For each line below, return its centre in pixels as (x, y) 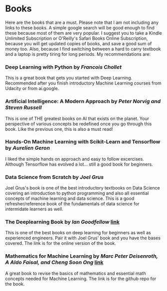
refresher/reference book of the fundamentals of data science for (72, 204)
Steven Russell (23, 107)
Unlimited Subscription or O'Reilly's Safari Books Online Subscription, (77, 38)
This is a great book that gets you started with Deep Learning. (69, 78)
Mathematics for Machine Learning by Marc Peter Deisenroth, (82, 256)
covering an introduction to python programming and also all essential (77, 193)
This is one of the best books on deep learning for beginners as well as (78, 233)
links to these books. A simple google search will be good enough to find (80, 27)
